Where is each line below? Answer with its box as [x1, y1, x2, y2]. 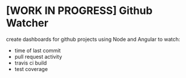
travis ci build [14, 59, 47, 66]
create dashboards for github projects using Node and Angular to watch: [6, 36, 181, 42]
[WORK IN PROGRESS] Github [6, 4, 153, 17]
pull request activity [14, 53, 62, 60]
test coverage [14, 65, 48, 72]
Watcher [6, 16, 48, 30]
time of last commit [14, 47, 61, 54]
